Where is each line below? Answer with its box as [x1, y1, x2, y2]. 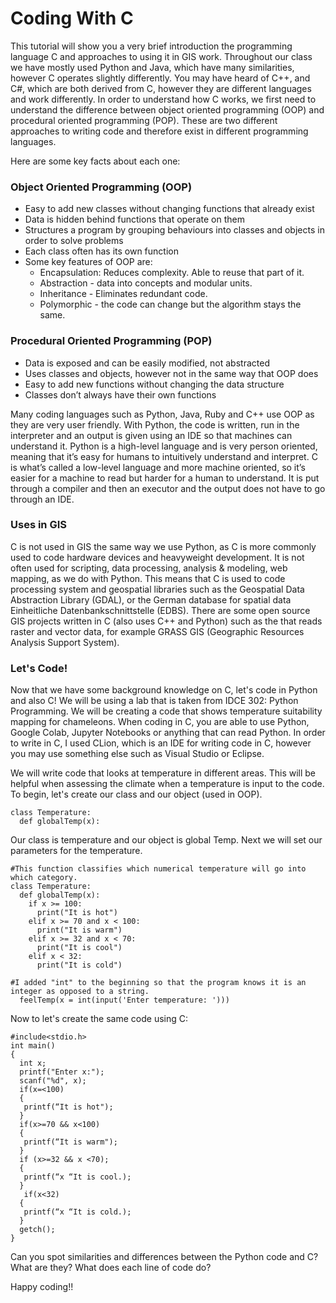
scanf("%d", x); [19, 1076, 87, 1086]
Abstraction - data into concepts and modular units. [39, 277, 253, 289]
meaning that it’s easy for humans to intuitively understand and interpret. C [10, 450, 318, 462]
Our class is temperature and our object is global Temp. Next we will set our [10, 834, 323, 846]
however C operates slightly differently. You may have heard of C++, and [10, 72, 311, 84]
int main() [10, 1041, 56, 1051]
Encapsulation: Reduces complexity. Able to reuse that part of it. [39, 267, 305, 279]
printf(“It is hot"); [23, 1102, 114, 1112]
